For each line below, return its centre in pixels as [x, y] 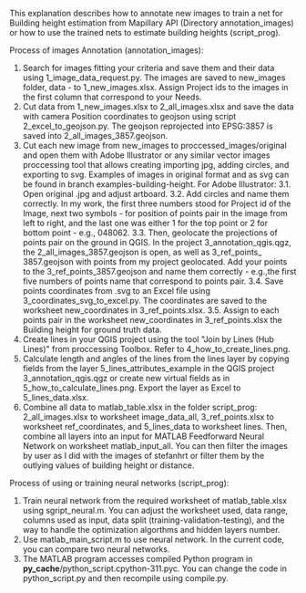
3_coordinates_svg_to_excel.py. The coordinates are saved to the [144, 301]
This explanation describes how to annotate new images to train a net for [146, 13]
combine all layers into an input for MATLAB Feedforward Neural [143, 436]
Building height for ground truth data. [92, 329]
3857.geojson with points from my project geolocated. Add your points [155, 262]
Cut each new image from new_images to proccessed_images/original [154, 146]
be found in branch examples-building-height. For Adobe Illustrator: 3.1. [157, 184]
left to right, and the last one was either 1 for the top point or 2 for [145, 223]
